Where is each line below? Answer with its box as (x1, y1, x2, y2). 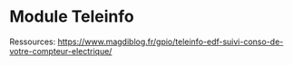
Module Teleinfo (9, 6, 134, 27)
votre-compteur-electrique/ (9, 45, 112, 56)
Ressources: (9, 36, 56, 47)
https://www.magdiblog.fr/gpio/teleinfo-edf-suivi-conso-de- (57, 36, 284, 47)
